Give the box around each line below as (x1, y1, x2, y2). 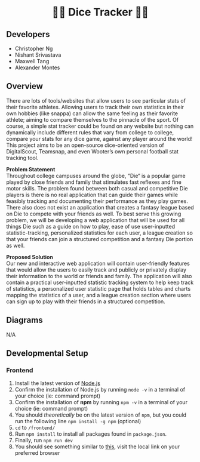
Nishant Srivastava (14, 51, 61, 58)
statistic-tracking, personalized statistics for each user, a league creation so (6, 229, 193, 236)
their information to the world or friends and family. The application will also (6, 272, 192, 279)
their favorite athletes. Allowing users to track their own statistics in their (6, 103, 184, 110)
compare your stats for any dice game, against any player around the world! (6, 135, 193, 142)
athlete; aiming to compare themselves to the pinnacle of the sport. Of (6, 116, 179, 123)
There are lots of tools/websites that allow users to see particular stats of (6, 97, 186, 104)
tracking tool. (6, 154, 39, 161)
